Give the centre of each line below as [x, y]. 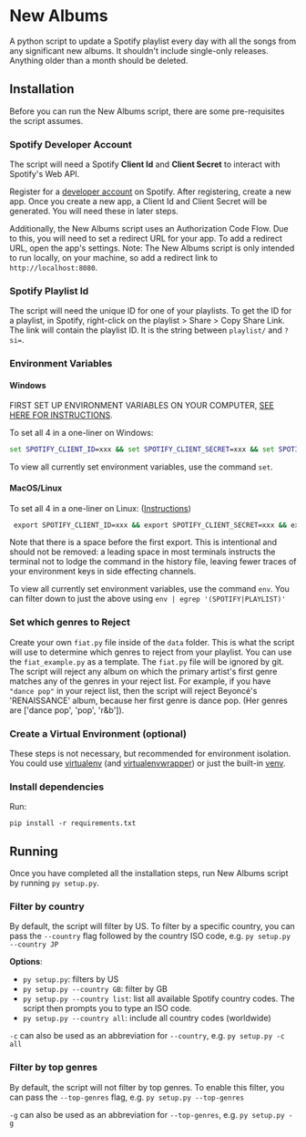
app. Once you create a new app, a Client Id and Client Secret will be [138, 202]
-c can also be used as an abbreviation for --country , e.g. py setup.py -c [147, 1036]
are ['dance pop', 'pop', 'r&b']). [67, 710]
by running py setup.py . [55, 883]
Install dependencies [57, 787]
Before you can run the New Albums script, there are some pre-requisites [147, 111]
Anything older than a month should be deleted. [99, 60]
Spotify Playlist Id [49, 291]
